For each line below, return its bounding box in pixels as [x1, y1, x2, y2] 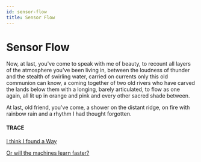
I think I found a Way [6, 137, 57, 145]
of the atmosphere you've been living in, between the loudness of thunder [6, 67, 190, 74]
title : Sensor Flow [6, 14, 55, 20]
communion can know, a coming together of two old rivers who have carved [6, 79, 196, 87]
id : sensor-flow [6, 8, 47, 15]
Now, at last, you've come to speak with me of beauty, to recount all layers [6, 60, 191, 67]
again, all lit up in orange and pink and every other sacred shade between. [6, 92, 190, 99]
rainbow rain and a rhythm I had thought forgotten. [6, 110, 132, 117]
